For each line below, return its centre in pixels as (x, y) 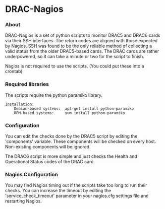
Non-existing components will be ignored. (48, 147)
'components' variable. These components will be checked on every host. (81, 141)
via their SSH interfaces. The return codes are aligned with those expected (81, 41)
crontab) (14, 71)
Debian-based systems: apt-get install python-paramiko (74, 108)
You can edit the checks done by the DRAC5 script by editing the (71, 136)
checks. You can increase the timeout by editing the (58, 191)
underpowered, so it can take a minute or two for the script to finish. (75, 57)
